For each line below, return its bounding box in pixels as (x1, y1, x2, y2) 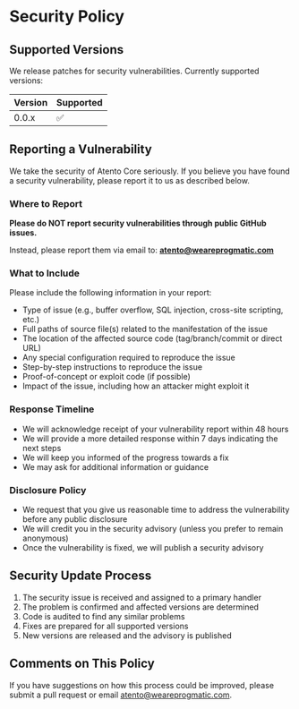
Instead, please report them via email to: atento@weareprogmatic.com (9, 244, 275, 256)
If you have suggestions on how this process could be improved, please (9, 679, 275, 690)
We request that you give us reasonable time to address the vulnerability (21, 504, 290, 515)
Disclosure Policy (9, 483, 87, 496)
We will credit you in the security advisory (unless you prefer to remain (21, 524, 284, 534)
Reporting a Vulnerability (9, 141, 152, 158)
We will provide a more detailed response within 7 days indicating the (21, 432, 278, 444)
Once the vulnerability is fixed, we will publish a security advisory (21, 542, 264, 552)
